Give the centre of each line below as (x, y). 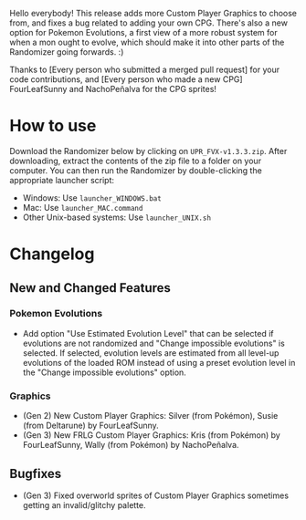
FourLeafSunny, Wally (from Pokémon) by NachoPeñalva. (131, 445)
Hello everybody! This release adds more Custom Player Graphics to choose (153, 13)
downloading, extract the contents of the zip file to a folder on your (136, 161)
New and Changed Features (90, 288)
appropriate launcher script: (62, 180)
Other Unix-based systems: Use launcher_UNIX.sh (117, 217)
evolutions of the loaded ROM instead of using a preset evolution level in (159, 362)
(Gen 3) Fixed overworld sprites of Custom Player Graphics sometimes (156, 495)
